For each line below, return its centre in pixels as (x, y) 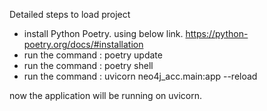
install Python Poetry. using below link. (103, 33)
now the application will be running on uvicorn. (105, 95)
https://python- (217, 33)
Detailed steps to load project (70, 14)
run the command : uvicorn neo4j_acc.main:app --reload (140, 76)
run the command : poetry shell (88, 65)
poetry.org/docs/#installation (83, 44)
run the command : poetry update (93, 55)
